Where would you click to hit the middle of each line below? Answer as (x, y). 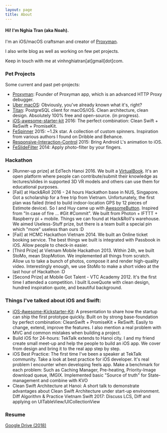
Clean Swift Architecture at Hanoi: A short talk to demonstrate (76, 386)
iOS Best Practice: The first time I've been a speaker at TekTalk (77, 354)
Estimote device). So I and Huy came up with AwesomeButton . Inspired (85, 208)
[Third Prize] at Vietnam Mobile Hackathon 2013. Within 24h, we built (83, 250)
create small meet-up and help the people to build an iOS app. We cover (86, 343)
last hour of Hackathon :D (39, 272)
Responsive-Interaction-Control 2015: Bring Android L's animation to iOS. (87, 142)
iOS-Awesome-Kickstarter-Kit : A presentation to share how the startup (85, 311)
